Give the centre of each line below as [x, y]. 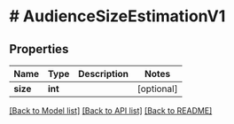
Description [103, 74]
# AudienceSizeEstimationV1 [117, 16]
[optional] [157, 89]
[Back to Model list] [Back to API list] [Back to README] [111, 111]
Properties [39, 49]
